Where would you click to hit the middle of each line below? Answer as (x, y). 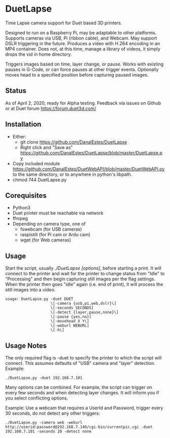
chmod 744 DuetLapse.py (39, 179)
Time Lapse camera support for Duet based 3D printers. (64, 23)
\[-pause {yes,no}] (71, 317)
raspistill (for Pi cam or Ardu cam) (55, 235)
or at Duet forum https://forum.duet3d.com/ (51, 108)
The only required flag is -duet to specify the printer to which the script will (83, 358)
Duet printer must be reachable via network (58, 213)
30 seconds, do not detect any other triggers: (53, 413)
